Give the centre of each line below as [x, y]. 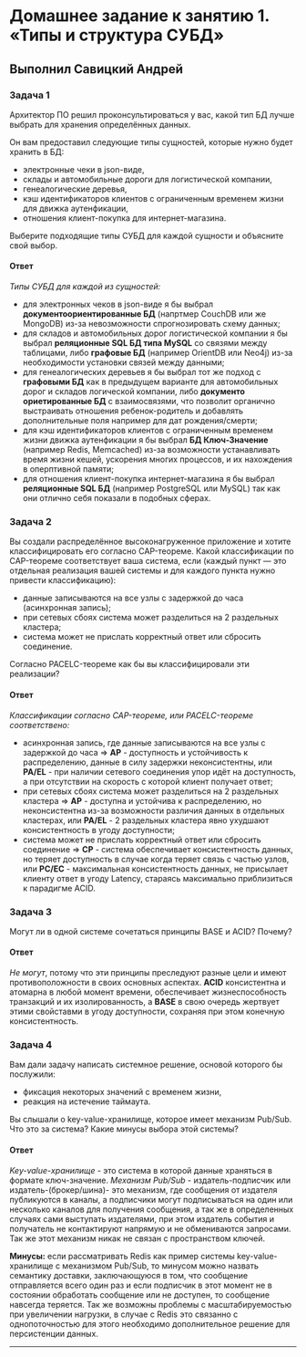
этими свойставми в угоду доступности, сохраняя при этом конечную [147, 1012]
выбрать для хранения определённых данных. [100, 124]
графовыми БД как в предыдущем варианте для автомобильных [150, 382]
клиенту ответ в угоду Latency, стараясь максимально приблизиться [158, 878]
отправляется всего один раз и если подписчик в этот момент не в [141, 1285]
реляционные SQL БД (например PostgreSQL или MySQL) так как [151, 488]
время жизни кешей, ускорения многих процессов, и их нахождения [158, 459]
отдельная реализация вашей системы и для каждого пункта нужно [143, 570]
